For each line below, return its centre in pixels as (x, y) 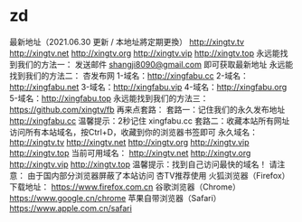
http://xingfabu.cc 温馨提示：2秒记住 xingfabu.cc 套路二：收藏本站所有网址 (150, 120)
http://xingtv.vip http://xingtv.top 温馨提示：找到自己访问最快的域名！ (138, 164)
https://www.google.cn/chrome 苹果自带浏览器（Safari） (115, 198)
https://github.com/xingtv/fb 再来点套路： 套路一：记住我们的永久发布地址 (147, 109)
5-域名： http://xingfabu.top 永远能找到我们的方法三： (109, 98)
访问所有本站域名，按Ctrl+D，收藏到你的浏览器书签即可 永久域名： (133, 132)
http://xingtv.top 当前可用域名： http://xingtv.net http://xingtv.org (130, 153)
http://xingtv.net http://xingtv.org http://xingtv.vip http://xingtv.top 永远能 (145, 53)
